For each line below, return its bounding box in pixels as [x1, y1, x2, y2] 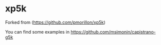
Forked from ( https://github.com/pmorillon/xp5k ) [5, 19, 106, 25]
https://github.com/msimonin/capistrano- [70, 29, 156, 35]
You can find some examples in [5, 29, 70, 35]
